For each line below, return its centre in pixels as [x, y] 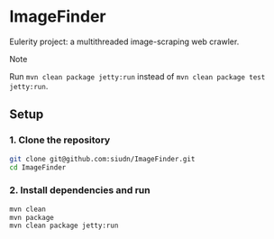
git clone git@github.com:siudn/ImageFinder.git [102, 159]
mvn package [32, 217]
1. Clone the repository [60, 140]
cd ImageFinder [38, 167]
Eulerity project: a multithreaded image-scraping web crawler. [124, 41]
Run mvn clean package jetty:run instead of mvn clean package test [137, 76]
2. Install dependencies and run [80, 190]
